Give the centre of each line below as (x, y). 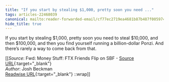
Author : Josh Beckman (29, 69)
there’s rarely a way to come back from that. (51, 48)
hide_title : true (23, 24)
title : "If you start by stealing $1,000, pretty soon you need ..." (80, 10)
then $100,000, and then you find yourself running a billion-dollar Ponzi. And (84, 43)
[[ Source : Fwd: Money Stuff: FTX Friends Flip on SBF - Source (70, 58)
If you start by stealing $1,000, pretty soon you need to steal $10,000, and (82, 38)
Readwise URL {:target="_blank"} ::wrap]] (48, 74)
